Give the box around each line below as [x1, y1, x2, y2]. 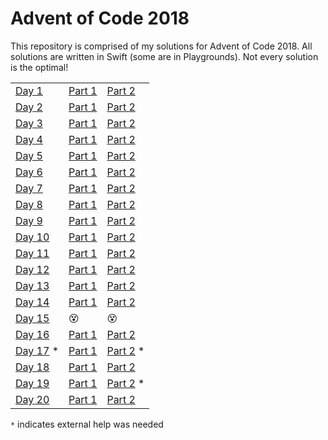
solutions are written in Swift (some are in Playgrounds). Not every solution [10, 50, 319, 62]
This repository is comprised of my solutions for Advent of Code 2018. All [10, 40, 313, 52]
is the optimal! [10, 61, 69, 73]
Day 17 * [15, 343, 60, 357]
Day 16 [15, 327, 50, 341]
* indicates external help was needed [10, 418, 164, 430]
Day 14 [15, 295, 50, 309]
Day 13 [15, 278, 50, 292]
